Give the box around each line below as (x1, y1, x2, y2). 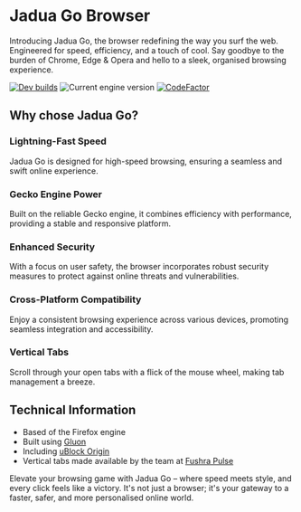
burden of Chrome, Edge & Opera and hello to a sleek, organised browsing (9, 54, 287, 65)
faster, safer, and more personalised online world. (9, 492, 194, 503)
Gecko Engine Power (9, 187, 102, 200)
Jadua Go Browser (9, 5, 151, 26)
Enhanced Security (9, 241, 96, 253)
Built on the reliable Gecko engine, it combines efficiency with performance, (9, 208, 292, 219)
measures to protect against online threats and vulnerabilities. (9, 270, 240, 281)
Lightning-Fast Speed (9, 135, 107, 147)
